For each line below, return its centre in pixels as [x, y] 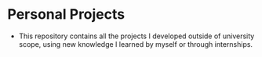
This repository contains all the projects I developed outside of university [136, 36]
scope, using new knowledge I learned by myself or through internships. [135, 44]
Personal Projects [66, 14]
